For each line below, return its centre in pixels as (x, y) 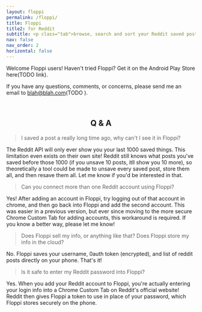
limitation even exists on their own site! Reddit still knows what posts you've (100, 156)
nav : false (20, 40)
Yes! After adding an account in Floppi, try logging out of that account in (96, 198)
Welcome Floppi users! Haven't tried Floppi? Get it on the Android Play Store (101, 68)
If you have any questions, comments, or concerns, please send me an (94, 86)
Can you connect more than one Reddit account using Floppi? (97, 187)
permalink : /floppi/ (32, 17)
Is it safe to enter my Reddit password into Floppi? (83, 272)
